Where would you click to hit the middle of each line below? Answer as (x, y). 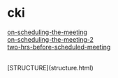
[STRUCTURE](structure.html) (51, 68)
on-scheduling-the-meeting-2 (51, 39)
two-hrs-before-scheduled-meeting (59, 47)
